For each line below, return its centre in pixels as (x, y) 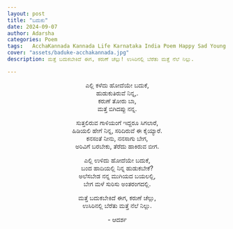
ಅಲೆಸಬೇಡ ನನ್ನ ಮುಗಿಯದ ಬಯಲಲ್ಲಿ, (117, 176)
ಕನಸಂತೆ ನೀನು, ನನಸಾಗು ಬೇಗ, (117, 138)
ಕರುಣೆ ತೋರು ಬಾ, (117, 101)
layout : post (26, 14)
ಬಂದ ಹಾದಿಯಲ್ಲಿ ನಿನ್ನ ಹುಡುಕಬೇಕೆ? (117, 168)
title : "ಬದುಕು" (28, 20)
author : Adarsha (31, 33)
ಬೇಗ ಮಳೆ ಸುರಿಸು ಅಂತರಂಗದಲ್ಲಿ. (117, 184)
